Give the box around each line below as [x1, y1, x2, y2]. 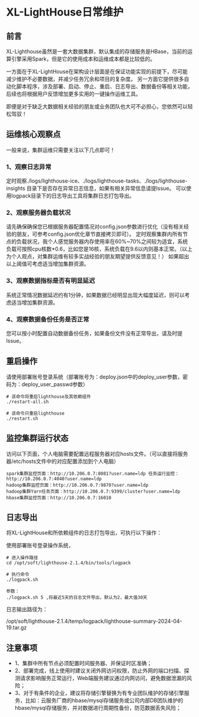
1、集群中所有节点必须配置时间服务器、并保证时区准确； [14, 660, 152, 667]
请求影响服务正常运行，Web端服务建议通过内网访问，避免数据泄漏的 [20, 675, 187, 682]
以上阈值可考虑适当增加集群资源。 [6, 260, 89, 268]
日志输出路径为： [6, 606, 48, 613]
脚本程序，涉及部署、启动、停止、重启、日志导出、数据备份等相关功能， [16, 83, 193, 90]
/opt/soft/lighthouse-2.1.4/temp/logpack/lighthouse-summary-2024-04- [6, 618, 182, 625]
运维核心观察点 [6, 129, 61, 140]
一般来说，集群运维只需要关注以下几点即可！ [6, 146, 115, 154]
